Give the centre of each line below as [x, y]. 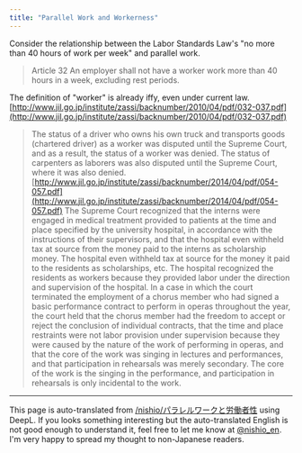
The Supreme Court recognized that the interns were [162, 210]
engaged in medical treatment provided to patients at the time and [154, 220]
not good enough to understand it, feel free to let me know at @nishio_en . [146, 430]
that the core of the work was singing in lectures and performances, [157, 354]
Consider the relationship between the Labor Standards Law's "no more [142, 43]
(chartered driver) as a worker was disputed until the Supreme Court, [159, 143]
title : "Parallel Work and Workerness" [84, 18]
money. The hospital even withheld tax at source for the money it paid [160, 258]
